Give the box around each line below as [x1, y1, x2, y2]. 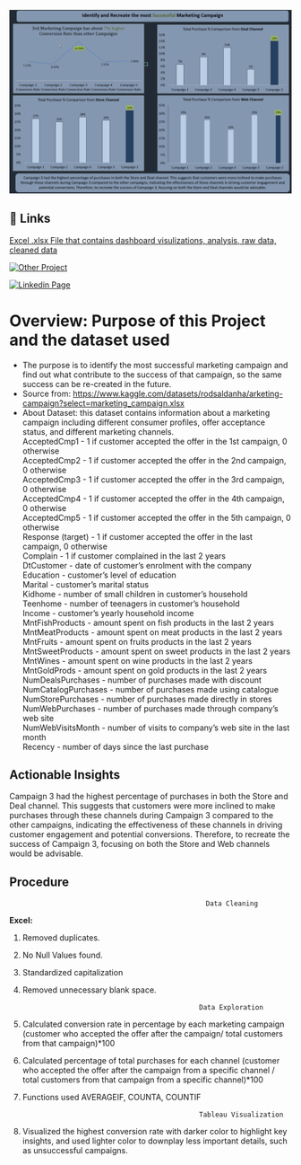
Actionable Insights [9, 767, 121, 782]
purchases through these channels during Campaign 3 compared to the [9, 810, 274, 821]
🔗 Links [9, 211, 51, 226]
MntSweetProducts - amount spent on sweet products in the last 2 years [21, 646, 291, 657]
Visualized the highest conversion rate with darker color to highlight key [21, 1126, 288, 1137]
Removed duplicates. [21, 932, 100, 943]
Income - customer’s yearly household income [21, 607, 194, 618]
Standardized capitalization [21, 967, 124, 978]
